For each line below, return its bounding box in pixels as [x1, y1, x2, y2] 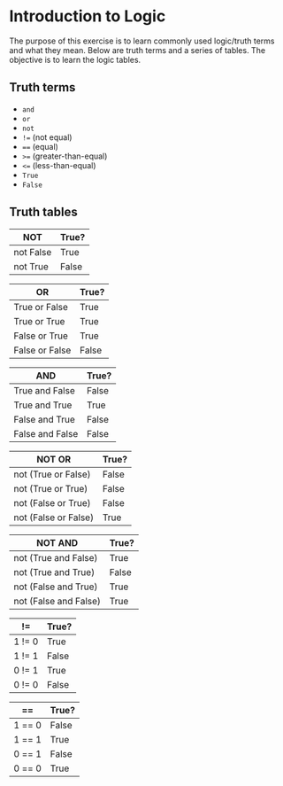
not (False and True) [13, 580, 98, 593]
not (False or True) [13, 496, 91, 509]
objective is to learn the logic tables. [9, 54, 141, 65]
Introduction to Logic [9, 6, 166, 27]
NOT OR [36, 453, 72, 465]
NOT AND [36, 536, 78, 549]
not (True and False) [13, 551, 98, 564]
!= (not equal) [21, 131, 73, 143]
